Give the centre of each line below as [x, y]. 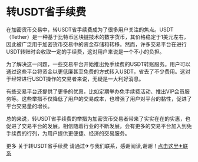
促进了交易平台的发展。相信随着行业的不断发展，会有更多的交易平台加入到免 [99, 126]
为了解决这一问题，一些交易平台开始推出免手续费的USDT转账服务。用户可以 [98, 64]
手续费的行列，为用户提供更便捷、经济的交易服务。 [68, 133]
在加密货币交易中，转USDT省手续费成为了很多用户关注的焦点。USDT [90, 29]
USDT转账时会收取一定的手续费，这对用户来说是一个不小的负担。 [85, 51]
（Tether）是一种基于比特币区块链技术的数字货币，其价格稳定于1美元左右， [98, 37]
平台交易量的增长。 [29, 106]
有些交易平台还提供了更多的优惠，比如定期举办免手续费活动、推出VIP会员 [95, 91]
